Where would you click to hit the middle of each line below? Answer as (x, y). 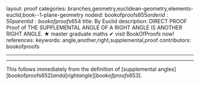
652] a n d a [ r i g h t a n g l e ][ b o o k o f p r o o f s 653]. (92, 75)
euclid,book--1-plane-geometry (45, 15)
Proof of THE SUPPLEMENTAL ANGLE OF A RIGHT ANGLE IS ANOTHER (94, 27)
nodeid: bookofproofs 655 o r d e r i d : (126, 15)
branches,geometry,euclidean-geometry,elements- (130, 9)
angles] (167, 69)
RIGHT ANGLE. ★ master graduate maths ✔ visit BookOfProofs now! (90, 34)
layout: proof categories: (36, 9)
